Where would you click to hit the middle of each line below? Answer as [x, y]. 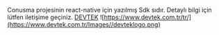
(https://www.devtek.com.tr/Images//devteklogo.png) [84, 24]
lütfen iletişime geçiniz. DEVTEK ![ [56, 17]
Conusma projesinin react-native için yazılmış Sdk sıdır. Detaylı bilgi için [109, 10]
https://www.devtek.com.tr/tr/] [148, 17]
